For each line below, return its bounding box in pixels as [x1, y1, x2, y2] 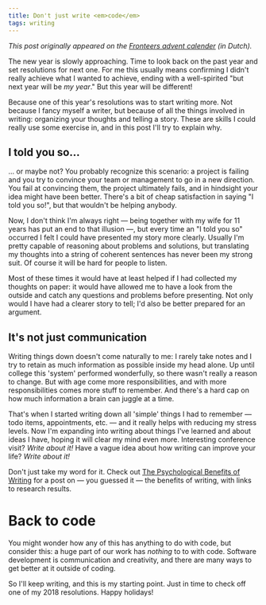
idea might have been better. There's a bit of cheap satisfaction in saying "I [8, 192, 254, 201]
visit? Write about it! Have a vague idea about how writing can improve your [8, 443, 256, 453]
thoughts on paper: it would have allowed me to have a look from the [8, 282, 233, 291]
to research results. [8, 484, 72, 494]
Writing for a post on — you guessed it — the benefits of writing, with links [8, 475, 252, 486]
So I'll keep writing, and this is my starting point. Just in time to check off [8, 579, 246, 589]
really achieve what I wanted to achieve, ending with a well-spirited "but [8, 73, 244, 83]
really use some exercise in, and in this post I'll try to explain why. [8, 123, 222, 132]
